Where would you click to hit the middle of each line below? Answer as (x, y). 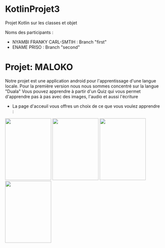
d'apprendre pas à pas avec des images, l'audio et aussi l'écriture (72, 96)
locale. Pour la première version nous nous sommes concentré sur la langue (82, 86)
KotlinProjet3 (32, 9)
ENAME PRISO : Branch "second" (46, 47)
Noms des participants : (29, 32)
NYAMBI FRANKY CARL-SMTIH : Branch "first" (59, 42)
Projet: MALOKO (39, 67)
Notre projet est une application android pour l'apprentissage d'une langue (81, 81)
